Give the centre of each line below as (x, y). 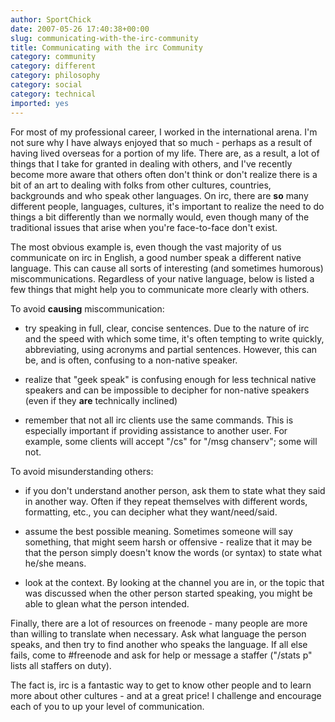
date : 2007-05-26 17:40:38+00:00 (80, 29)
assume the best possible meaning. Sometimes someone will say (158, 531)
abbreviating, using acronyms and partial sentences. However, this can (171, 349)
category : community (53, 57)
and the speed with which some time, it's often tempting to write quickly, (174, 338)
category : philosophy (55, 76)
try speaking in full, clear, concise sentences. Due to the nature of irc (167, 328)
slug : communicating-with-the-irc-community (104, 38)
